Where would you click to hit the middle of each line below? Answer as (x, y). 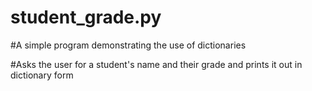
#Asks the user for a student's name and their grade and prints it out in (156, 64)
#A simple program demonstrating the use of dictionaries (128, 45)
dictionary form (42, 75)
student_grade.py (86, 17)
